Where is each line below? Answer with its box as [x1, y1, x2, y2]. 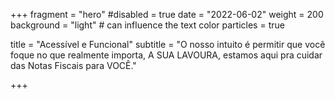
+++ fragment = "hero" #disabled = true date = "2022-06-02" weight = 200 [10, 9, 324, 20]
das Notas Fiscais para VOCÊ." [10, 60, 137, 71]
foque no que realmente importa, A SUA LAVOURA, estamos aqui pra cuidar [10, 49, 323, 61]
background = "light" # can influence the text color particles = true [10, 19, 285, 31]
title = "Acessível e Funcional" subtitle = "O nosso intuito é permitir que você [10, 39, 326, 50]
